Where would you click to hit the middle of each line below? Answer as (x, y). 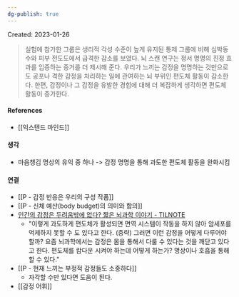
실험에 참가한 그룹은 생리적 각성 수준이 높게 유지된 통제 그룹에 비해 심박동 (127, 49)
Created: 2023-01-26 (39, 34)
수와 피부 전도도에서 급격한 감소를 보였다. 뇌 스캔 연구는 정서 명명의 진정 (124, 58)
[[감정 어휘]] (35, 286)
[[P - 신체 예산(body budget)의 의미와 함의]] (80, 206)
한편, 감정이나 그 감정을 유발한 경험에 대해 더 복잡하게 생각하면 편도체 (131, 85)
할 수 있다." (44, 260)
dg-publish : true (33, 14)
